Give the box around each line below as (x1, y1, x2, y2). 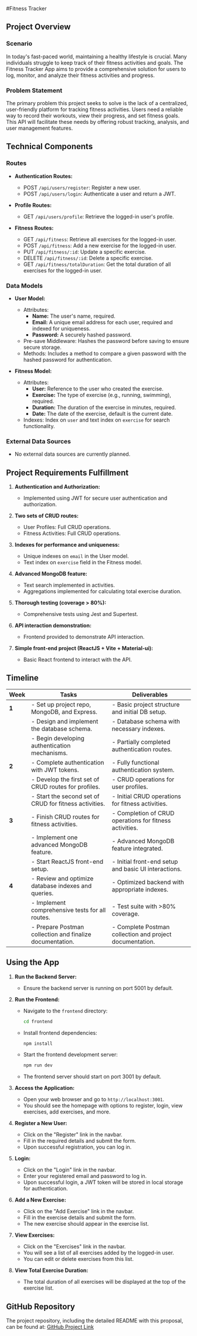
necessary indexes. (111, 725, 165, 733)
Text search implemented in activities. (23, 581, 116, 589)
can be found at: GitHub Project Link (6, 1324, 94, 1331)
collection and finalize (31, 930, 92, 938)
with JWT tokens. (31, 766, 79, 774)
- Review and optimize (31, 874, 94, 883)
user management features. (6, 124, 73, 132)
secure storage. (23, 344, 62, 351)
